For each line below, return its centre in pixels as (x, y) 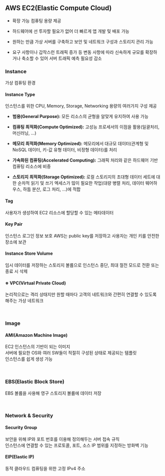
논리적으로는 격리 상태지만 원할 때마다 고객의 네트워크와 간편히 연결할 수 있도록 (81, 295)
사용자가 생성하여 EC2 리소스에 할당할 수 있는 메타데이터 (59, 212)
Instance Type (20, 94)
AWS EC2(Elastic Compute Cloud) (59, 8)
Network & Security (29, 416)
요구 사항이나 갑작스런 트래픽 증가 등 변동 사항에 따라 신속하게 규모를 (78, 52)
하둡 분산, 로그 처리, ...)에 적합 (52, 189)
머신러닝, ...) (24, 133)
